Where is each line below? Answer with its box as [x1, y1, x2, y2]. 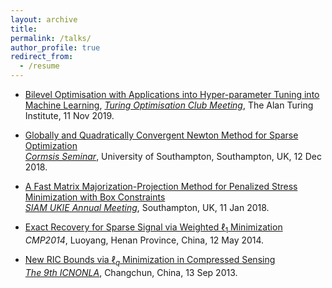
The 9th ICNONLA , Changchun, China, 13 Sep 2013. [24, 266, 238, 278]
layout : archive [10, 14, 78, 25]
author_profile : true [10, 42, 101, 53]
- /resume [19, 61, 60, 71]
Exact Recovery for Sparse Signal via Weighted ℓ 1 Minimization [24, 221, 283, 235]
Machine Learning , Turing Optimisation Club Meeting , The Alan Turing [24, 99, 314, 111]
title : [10, 24, 38, 34]
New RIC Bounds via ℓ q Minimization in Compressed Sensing [24, 253, 276, 268]
